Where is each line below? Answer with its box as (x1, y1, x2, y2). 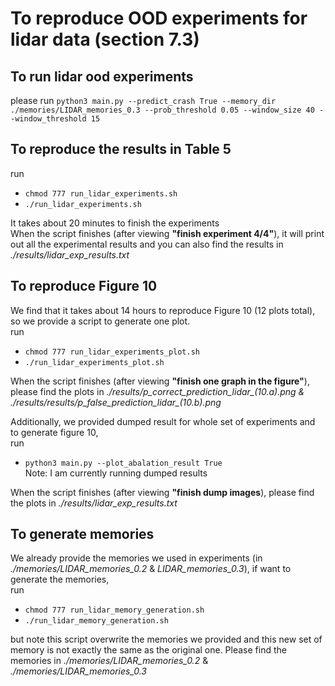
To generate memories (10, 526, 155, 543)
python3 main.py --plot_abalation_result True (24, 458, 223, 468)
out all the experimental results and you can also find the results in (10, 238, 284, 250)
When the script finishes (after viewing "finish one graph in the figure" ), (10, 375, 310, 387)
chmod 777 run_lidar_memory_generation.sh (24, 605, 205, 616)
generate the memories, (10, 573, 110, 586)
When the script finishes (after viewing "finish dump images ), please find (10, 486, 315, 498)
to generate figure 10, (10, 426, 99, 438)
